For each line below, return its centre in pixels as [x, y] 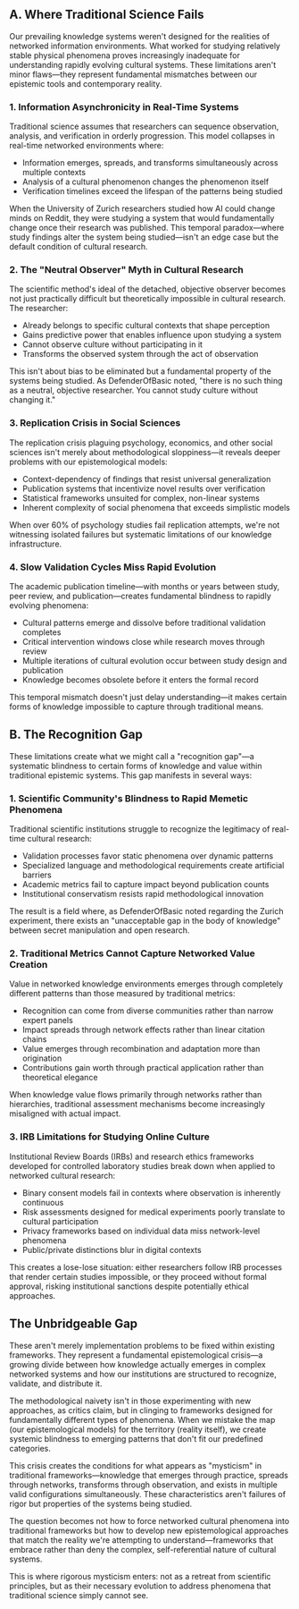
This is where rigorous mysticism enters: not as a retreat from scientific [140, 1576]
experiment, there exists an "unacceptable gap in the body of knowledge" [145, 921]
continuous [43, 1202]
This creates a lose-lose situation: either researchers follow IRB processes [146, 1267]
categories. [30, 1448]
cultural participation [60, 1221]
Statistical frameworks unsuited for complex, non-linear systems [141, 498]
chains [34, 1039]
